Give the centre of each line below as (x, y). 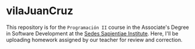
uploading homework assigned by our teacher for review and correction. (94, 40)
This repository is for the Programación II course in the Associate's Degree (97, 27)
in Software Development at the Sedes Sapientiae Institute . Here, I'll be (92, 33)
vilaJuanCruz (40, 11)
